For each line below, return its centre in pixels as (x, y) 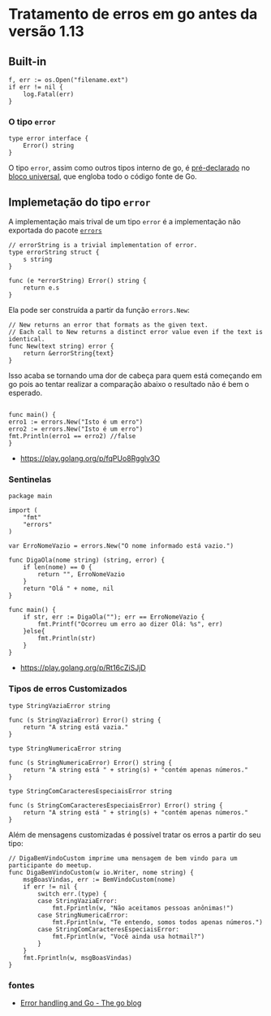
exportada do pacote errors (56, 230)
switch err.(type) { (72, 894)
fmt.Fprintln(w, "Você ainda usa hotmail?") (128, 936)
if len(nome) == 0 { (58, 567)
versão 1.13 (47, 31)
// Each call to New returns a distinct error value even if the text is (136, 332)
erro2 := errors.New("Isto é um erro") (76, 429)
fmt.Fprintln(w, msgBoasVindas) (77, 957)
